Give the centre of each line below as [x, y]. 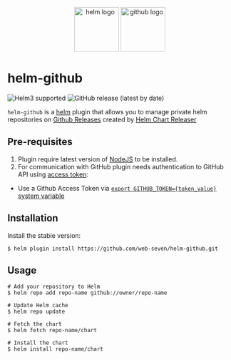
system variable [41, 196]
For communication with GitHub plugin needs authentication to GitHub [121, 166]
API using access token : [53, 174]
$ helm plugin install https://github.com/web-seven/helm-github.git [113, 249]
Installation [33, 218]
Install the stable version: [44, 235]
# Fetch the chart [35, 324]
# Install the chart [38, 343]
